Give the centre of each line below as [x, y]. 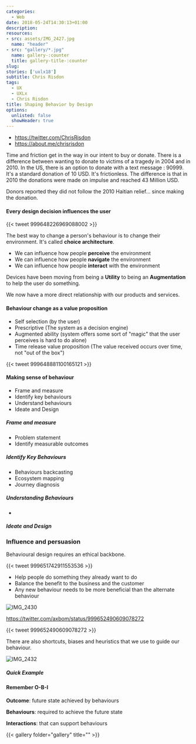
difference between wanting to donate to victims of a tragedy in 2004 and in [98, 162]
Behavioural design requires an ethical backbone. [66, 554]
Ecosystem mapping [39, 478]
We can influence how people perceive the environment [83, 253]
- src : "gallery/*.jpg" [35, 50]
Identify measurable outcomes [52, 444]
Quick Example [25, 672]
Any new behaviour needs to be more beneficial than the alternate [94, 589]
